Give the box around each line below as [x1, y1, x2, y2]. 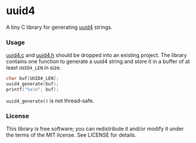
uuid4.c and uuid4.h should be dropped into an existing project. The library [6, 52, 187, 59]
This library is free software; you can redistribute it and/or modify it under [6, 125, 184, 132]
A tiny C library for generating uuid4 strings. [6, 24, 113, 31]
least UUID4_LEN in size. [6, 64, 62, 71]
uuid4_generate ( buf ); [6, 81, 59, 87]
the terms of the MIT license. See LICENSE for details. [6, 131, 137, 139]
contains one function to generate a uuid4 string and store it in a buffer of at [6, 58, 190, 65]
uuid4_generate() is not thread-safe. [6, 97, 94, 104]
